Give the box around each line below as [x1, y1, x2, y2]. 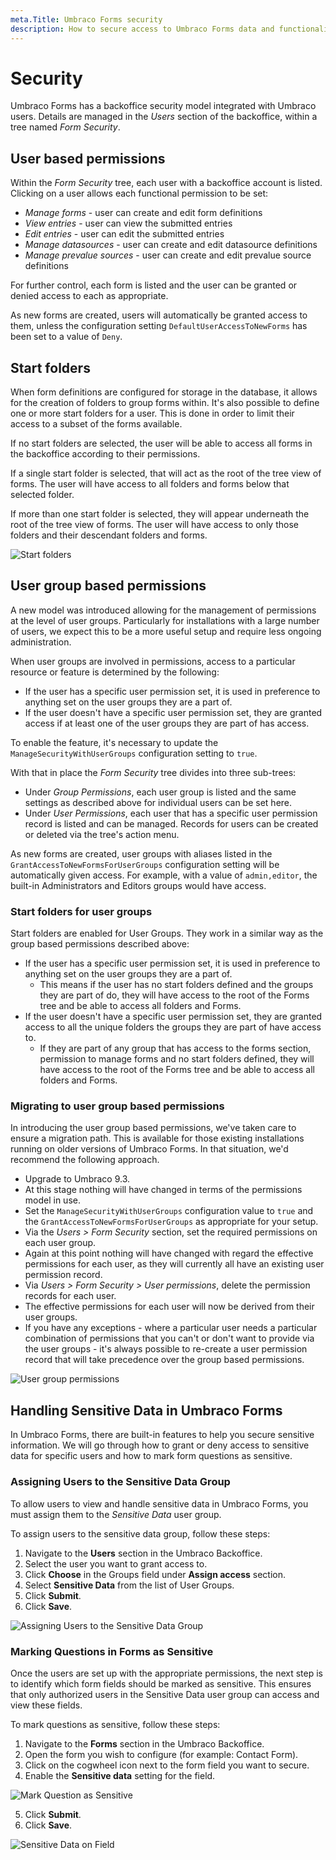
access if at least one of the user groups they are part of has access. [24, 717, 310, 729]
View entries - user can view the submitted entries [24, 217, 233, 230]
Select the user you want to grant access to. [24, 1557, 208, 1570]
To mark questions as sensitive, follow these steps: [10, 1718, 221, 1730]
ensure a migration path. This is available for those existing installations [10, 1132, 305, 1145]
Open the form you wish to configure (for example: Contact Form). [24, 1748, 299, 1760]
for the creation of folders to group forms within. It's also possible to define [10, 397, 320, 409]
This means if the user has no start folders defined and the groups [39, 979, 314, 991]
